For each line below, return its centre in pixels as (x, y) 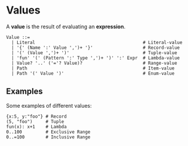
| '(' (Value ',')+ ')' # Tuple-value (94, 53)
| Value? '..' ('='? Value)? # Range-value (94, 63)
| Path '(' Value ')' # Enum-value (93, 73)
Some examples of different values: (49, 105)
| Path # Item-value (93, 68)
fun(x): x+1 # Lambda (36, 127)
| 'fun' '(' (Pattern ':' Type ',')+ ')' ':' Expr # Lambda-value (96, 58)
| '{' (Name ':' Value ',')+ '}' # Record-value (96, 48)
